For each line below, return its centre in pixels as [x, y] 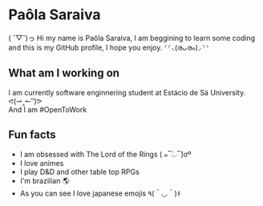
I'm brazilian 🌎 [45, 180]
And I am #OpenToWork [48, 109]
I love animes [42, 163]
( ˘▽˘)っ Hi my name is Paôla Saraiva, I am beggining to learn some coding [131, 38]
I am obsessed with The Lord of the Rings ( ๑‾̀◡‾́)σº [105, 154]
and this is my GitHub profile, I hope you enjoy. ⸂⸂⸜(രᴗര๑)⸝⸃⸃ [109, 47]
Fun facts [32, 135]
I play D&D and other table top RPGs [80, 172]
